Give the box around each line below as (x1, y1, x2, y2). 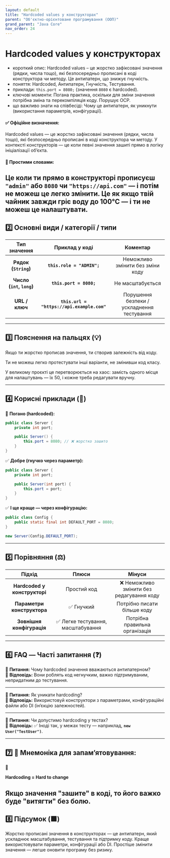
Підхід (21, 570, 38, 578)
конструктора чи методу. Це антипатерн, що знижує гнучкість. (12, 76, 149, 82)
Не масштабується (114, 280, 161, 287)
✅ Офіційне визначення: (5, 120, 60, 126)
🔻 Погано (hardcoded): (5, 410, 55, 416)
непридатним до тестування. (5, 677, 68, 684)
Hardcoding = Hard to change (5, 774, 69, 780)
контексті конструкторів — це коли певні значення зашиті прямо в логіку (5, 142, 163, 148)
